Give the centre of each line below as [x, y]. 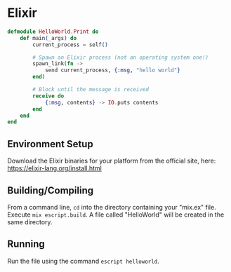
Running [26, 244]
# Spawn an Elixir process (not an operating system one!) [121, 57]
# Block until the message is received [91, 90]
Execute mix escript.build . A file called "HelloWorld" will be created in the [116, 215]
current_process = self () [71, 45]
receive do [48, 96]
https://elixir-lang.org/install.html [54, 168]
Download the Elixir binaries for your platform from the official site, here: [112, 161]
